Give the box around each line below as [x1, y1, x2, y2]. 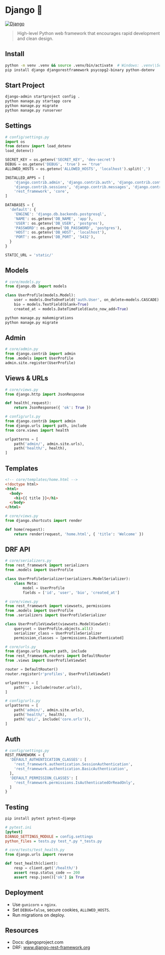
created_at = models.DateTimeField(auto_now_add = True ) [14, 307, 129, 311]
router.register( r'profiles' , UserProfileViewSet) [5, 671, 111, 677]
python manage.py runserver [5, 108, 63, 113]
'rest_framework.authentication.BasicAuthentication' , [14, 766, 129, 771]
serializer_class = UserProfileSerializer [14, 631, 102, 636]
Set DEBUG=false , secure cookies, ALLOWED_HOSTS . [12, 907, 110, 913]
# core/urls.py [5, 644, 36, 649]
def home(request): [5, 527, 45, 532]
